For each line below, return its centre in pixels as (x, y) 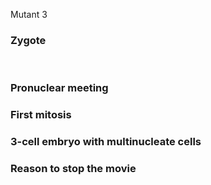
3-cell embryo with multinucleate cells (106, 142)
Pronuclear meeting (59, 88)
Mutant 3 (29, 14)
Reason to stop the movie (73, 168)
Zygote (28, 40)
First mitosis (41, 115)
